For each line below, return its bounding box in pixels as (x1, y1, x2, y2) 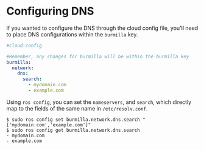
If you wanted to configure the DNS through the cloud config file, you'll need (6, 24, 199, 32)
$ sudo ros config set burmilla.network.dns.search (6, 117, 140, 123)
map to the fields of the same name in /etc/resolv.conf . (6, 104, 148, 112)
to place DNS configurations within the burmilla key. (6, 30, 138, 38)
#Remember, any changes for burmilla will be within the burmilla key (6, 53, 189, 60)
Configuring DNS (6, 4, 94, 18)
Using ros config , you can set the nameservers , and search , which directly (6, 98, 192, 106)
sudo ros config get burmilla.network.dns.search (12, 127, 140, 133)
